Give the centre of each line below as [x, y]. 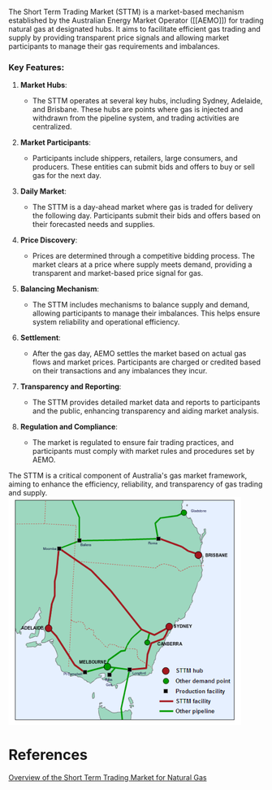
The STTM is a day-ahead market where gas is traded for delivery [142, 207]
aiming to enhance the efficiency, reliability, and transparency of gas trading [136, 484]
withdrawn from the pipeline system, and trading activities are [136, 118]
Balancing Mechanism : [60, 289]
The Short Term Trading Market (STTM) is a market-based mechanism [126, 12]
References [48, 755]
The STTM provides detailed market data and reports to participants [146, 403]
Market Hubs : [43, 85]
